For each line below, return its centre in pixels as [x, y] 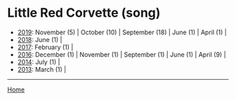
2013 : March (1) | [42, 69]
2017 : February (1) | [45, 47]
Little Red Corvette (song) [84, 13]
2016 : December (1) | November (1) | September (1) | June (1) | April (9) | [122, 55]
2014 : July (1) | [39, 62]
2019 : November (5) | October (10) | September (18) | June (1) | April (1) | [122, 32]
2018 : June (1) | [40, 39]
